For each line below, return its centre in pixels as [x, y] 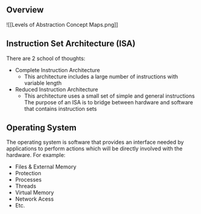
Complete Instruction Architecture [57, 70]
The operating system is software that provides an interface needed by [95, 142]
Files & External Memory [46, 167]
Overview [25, 10]
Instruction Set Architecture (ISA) [71, 44]
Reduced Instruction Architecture [56, 89]
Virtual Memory [35, 193]
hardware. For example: [36, 155]
